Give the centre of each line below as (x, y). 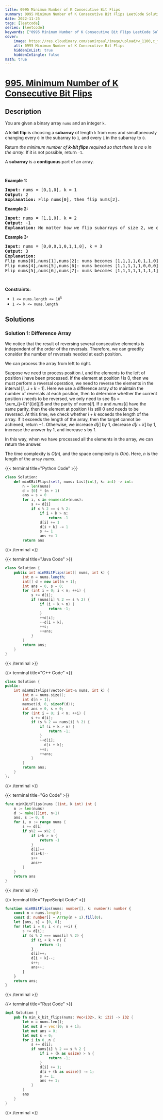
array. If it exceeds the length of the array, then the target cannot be (73, 419)
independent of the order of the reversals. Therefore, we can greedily (74, 349)
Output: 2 (16, 195)
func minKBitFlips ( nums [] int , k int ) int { (51, 804)
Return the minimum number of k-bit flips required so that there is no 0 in (78, 147)
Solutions (20, 319)
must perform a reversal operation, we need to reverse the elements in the (79, 383)
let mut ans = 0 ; (40, 1031)
